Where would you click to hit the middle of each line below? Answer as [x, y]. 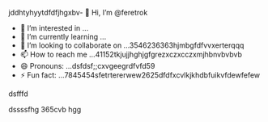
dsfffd [18, 94]
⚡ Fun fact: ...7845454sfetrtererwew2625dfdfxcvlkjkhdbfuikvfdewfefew [140, 75]
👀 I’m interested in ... [54, 28]
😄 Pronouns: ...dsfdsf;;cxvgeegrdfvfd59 [87, 66]
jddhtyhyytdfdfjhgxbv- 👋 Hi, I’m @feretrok [78, 13]
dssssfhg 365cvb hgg [45, 109]
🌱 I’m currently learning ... [63, 37]
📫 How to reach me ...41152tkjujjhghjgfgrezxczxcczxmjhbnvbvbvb [131, 54]
